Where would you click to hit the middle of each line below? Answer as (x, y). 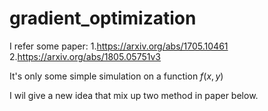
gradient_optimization (103, 18)
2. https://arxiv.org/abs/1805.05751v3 (85, 56)
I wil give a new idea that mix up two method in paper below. (134, 95)
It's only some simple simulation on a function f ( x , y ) (116, 76)
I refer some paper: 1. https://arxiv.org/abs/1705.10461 (119, 46)
